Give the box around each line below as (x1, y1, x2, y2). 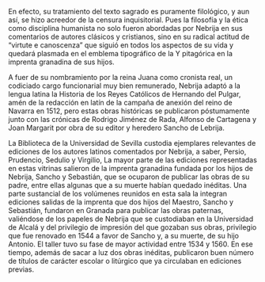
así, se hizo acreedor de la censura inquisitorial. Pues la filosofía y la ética (8, 15, 249, 25)
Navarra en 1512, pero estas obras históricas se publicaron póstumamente (8, 106, 250, 116)
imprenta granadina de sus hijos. (8, 57, 115, 67)
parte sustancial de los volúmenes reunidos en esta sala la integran (8, 189, 228, 198)
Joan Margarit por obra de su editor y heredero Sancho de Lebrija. (8, 123, 225, 132)
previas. (8, 265, 35, 274)
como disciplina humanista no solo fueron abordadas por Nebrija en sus (8, 24, 243, 32)
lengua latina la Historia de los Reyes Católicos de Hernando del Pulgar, (8, 90, 241, 98)
